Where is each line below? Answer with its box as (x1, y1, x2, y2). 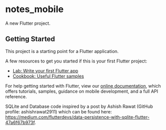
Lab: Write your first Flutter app (12, 68, 79, 74)
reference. (5, 93, 27, 99)
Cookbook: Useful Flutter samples (12, 73, 84, 79)
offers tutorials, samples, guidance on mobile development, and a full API (5, 88, 158, 94)
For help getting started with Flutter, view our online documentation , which (5, 83, 161, 89)
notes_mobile (5, 4, 64, 15)
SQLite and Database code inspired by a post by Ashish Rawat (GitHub (5, 103, 153, 109)
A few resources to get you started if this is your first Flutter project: (5, 58, 147, 64)
